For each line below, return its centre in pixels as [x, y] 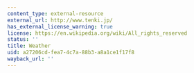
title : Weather [29, 46]
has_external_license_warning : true [60, 26]
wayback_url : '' [30, 59]
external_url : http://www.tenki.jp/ [60, 20]
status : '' [23, 40]
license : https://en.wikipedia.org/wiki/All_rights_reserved [97, 33]
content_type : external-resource [55, 14]
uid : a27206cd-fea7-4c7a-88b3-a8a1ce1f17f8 [71, 53]
